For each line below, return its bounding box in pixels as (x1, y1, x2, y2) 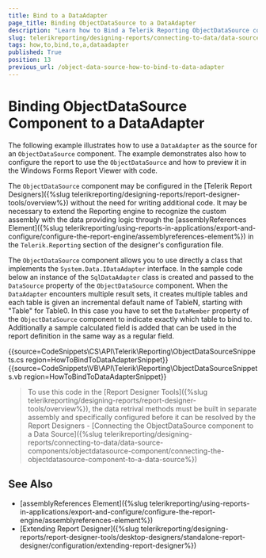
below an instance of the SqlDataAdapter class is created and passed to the (8, 272, 254, 281)
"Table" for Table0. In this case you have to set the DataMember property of (8, 306, 249, 315)
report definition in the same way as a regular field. (8, 331, 175, 341)
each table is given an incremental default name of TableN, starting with (8, 297, 243, 307)
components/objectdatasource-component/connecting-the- (27, 445, 225, 456)
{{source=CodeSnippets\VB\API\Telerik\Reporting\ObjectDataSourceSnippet (8, 363, 258, 373)
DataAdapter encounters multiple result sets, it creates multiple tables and (8, 289, 248, 298)
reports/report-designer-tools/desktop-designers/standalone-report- (19, 532, 246, 541)
